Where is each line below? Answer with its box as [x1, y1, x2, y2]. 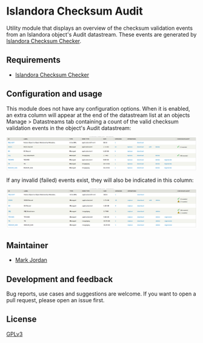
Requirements [6, 55, 61, 65]
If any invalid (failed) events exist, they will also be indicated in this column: [6, 176, 194, 184]
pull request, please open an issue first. [6, 297, 105, 304]
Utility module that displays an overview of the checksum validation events [6, 24, 193, 32]
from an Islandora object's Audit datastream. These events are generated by [6, 30, 197, 38]
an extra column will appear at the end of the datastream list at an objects [6, 111, 190, 119]
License [6, 314, 37, 325]
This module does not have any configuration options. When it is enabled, [6, 105, 190, 112]
